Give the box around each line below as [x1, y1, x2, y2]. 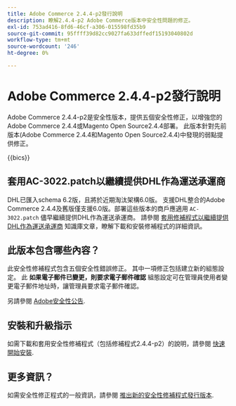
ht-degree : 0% [7, 50, 49, 57]
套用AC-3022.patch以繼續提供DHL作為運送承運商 [7, 175, 226, 187]
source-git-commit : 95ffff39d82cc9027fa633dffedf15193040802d [7, 30, 193, 37]
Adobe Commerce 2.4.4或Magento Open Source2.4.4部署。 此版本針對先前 [7, 121, 227, 130]
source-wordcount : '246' [7, 43, 80, 50]
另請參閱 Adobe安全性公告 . [7, 297, 86, 305]
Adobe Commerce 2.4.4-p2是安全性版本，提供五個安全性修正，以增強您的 [7, 113, 223, 121]
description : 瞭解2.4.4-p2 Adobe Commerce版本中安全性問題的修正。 [7, 17, 195, 24]
